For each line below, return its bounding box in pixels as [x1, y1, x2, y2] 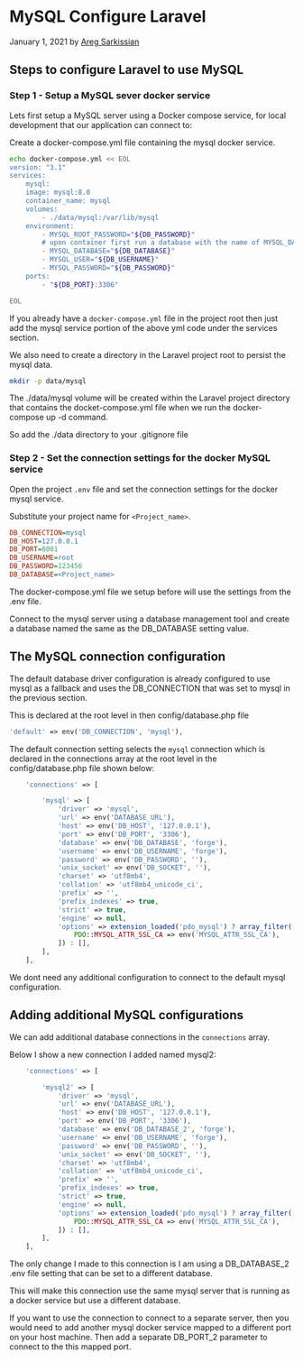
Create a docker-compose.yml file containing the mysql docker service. [9, 137, 276, 148]
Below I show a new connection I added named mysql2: [9, 1049, 216, 1060]
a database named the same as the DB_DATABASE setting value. [9, 622, 250, 633]
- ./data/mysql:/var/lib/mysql [41, 213, 160, 222]
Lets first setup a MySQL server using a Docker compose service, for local [9, 110, 287, 121]
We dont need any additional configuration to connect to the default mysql [9, 971, 286, 982]
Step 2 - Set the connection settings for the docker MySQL [9, 452, 271, 464]
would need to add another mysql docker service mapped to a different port [9, 1322, 291, 1333]
